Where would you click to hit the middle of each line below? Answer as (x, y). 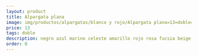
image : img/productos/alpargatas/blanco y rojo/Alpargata (79, 22)
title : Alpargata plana (35, 17)
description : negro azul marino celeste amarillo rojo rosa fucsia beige (99, 38)
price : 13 (18, 28)
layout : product (26, 11)
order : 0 (17, 44)
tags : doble (21, 33)
